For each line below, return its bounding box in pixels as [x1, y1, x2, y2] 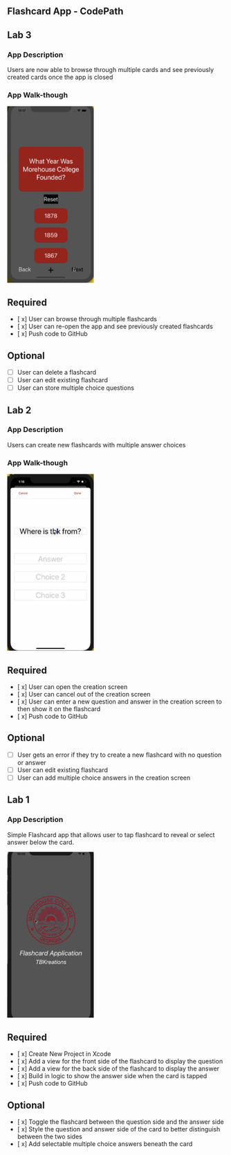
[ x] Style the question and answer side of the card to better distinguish [17, 1125, 221, 1133]
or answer [17, 758, 46, 767]
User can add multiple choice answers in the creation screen [17, 773, 191, 782]
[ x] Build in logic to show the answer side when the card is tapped [17, 1072, 207, 1080]
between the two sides [17, 1132, 83, 1140]
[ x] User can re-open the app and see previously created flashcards [17, 322, 213, 331]
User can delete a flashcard [17, 368, 97, 376]
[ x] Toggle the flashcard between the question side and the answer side [17, 1118, 224, 1126]
